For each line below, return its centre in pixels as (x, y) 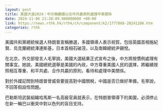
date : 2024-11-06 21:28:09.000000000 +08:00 (51, 18)
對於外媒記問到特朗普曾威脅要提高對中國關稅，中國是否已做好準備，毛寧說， (81, 81)
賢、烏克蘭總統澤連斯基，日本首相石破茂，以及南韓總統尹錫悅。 (69, 48)
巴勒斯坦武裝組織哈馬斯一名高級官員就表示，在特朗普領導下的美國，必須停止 (81, 97)
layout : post (18, 9)
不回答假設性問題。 (24, 87)
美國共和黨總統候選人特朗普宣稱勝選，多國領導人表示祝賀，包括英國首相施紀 (81, 42)
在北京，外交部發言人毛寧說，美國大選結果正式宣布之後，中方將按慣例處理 (79, 58)
